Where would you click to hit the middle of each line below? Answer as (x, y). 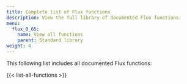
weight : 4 (19, 46)
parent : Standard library (50, 40)
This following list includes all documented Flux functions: (79, 63)
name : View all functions (50, 35)
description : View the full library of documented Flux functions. (94, 18)
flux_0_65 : (26, 29)
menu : (13, 23)
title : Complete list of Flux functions (59, 12)
